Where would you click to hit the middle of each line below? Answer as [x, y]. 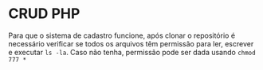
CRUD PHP [44, 14]
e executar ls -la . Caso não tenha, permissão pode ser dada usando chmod [132, 52]
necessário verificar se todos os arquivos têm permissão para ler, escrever [131, 43]
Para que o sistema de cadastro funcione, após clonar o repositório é [122, 35]
